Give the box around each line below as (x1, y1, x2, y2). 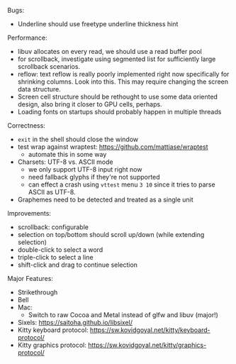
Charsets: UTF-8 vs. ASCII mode (17, 158, 113, 166)
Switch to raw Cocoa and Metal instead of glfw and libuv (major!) (28, 311, 218, 319)
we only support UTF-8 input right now (28, 165, 142, 173)
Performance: (7, 33, 47, 42)
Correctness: (7, 121, 46, 130)
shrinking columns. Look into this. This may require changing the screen (17, 77, 229, 86)
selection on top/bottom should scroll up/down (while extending (17, 231, 205, 238)
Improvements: (7, 209, 52, 217)
